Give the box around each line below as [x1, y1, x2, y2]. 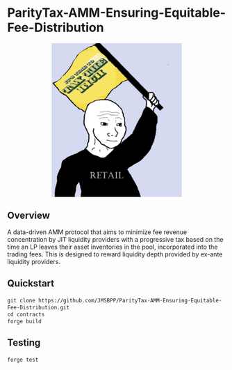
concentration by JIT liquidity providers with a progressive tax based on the [7, 236, 224, 244]
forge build [7, 318, 42, 325]
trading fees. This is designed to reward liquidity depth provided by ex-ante [7, 250, 223, 259]
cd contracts [7, 311, 45, 318]
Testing [7, 337, 41, 349]
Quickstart [7, 277, 55, 290]
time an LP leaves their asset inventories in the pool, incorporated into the [7, 242, 218, 252]
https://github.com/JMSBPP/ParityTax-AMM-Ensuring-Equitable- [38, 297, 222, 304]
